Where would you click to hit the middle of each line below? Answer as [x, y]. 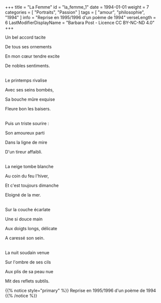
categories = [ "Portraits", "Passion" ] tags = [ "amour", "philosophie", [75, 12]
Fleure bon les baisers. [28, 109]
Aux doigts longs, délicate [31, 228]
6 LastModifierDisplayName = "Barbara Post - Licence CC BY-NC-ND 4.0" [80, 22]
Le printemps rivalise [26, 80]
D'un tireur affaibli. [24, 152]
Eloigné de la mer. [23, 195]
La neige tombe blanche [29, 166]
